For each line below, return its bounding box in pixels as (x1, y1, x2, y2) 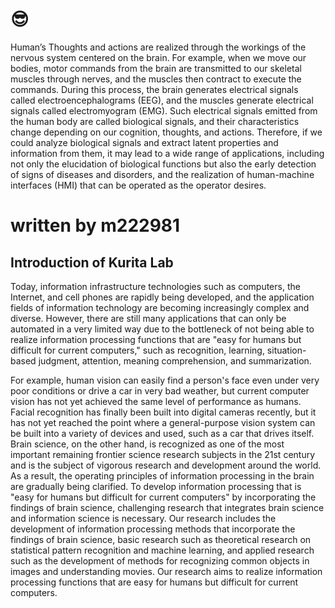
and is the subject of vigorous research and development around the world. (10, 459, 322, 471)
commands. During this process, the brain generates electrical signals (10, 83, 299, 95)
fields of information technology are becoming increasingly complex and (10, 301, 310, 313)
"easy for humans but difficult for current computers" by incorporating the (10, 491, 317, 503)
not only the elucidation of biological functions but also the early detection (10, 158, 317, 170)
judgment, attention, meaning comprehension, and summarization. (38, 354, 312, 367)
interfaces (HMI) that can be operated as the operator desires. (10, 179, 267, 191)
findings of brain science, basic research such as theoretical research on (10, 533, 312, 545)
